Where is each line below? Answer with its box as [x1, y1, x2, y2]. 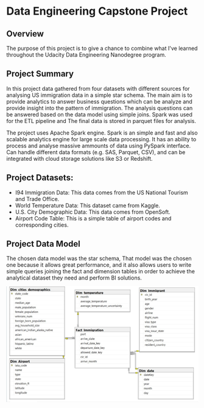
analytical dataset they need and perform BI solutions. [6, 274, 142, 281]
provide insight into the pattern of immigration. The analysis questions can [6, 104, 193, 111]
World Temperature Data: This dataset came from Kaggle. [15, 202, 160, 209]
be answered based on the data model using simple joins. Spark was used [6, 111, 193, 118]
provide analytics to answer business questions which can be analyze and [6, 97, 193, 105]
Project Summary [6, 69, 74, 79]
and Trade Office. [15, 195, 60, 202]
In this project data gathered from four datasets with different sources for [6, 85, 190, 92]
